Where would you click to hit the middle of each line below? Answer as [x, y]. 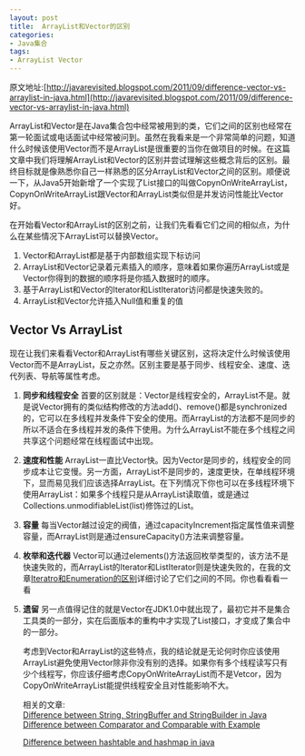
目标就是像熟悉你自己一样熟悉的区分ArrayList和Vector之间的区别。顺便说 [153, 171]
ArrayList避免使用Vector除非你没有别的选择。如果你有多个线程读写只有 [155, 662]
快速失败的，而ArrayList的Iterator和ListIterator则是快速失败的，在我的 [152, 567]
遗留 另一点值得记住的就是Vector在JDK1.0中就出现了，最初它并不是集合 [156, 609]
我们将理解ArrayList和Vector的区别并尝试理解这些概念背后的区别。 [158, 160]
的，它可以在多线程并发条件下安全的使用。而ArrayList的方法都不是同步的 [159, 418]
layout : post [34, 18]
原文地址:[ [28, 87]
